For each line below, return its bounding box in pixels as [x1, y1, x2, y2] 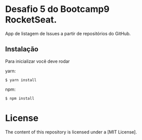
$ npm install [5, 96, 35, 101]
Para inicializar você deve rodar [5, 58, 70, 64]
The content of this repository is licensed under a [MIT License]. [5, 129, 137, 135]
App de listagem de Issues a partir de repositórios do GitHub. [5, 30, 131, 36]
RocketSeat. [5, 14, 57, 25]
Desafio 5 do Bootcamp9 [5, 3, 110, 15]
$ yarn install [5, 77, 37, 83]
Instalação [5, 45, 39, 53]
